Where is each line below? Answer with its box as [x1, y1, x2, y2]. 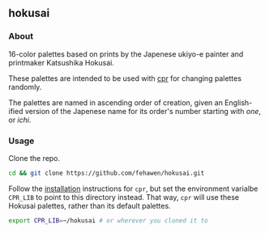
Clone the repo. [8, 153, 61, 163]
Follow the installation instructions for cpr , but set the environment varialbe [8, 184, 258, 193]
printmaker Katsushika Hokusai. [8, 57, 115, 67]
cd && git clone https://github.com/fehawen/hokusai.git [8, 169, 205, 177]
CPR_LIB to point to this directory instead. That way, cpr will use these [8, 192, 240, 201]
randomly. [8, 82, 42, 91]
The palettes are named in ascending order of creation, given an [8, 97, 223, 108]
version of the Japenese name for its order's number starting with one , [24, 106, 262, 116]
